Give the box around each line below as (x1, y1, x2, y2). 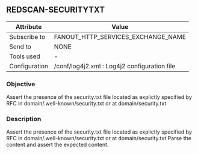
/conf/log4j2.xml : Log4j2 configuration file (54, 62, 176, 70)
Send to (9, 42, 31, 50)
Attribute (15, 22, 42, 31)
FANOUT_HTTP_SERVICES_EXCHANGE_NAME (54, 32, 187, 41)
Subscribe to (9, 32, 46, 41)
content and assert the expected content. (6, 141, 109, 149)
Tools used (9, 52, 40, 61)
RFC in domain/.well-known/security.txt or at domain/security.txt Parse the (6, 135, 191, 142)
